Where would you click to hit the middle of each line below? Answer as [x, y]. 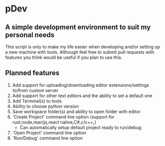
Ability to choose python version [45, 106]
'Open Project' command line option [49, 133]
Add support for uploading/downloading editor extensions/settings [81, 85]
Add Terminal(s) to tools [37, 101]
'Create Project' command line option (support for [63, 117]
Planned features [32, 73]
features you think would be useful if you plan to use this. [64, 57]
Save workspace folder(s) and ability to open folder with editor [76, 111]
